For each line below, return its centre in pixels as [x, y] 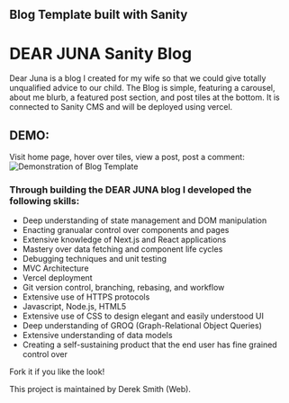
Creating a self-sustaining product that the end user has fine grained [149, 345]
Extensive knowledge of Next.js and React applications [124, 240]
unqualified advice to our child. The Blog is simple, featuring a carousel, [143, 88]
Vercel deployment [57, 278]
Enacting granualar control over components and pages [126, 230]
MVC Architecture [55, 268]
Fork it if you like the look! [57, 372]
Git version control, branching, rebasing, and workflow [123, 288]
